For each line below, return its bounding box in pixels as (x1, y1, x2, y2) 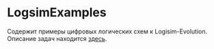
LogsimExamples (7, 5, 107, 20)
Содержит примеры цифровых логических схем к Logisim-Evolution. (7, 27, 208, 35)
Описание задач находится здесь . (7, 34, 107, 42)
